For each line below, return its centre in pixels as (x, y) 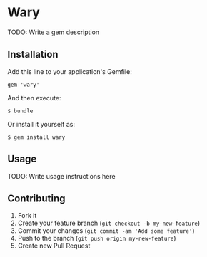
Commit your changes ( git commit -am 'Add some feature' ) (106, 231)
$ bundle (20, 111)
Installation (33, 54)
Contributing (36, 198)
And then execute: (34, 98)
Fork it (27, 216)
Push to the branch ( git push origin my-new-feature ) (97, 238)
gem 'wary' (24, 85)
